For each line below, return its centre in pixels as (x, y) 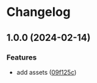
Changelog (39, 12)
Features (22, 57)
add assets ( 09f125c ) (46, 72)
